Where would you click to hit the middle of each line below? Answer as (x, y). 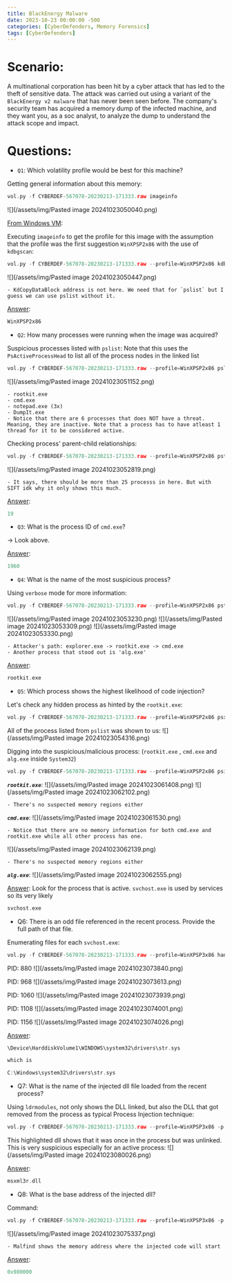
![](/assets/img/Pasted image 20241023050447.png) (82, 277)
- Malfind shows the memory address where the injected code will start (114, 1246)
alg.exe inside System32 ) (42, 759)
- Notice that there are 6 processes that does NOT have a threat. (106, 418)
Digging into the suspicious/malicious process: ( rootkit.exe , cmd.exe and (112, 751)
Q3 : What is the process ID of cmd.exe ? (71, 527)
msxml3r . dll (24, 1181)
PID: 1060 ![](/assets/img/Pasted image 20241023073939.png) (96, 995)
